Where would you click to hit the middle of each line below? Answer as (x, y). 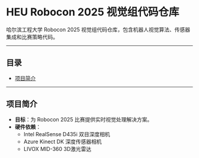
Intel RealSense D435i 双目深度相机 (67, 134)
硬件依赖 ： (28, 127)
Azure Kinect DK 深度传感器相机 (62, 141)
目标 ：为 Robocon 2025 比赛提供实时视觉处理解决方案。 (84, 119)
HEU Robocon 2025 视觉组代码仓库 (93, 12)
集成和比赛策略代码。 (32, 37)
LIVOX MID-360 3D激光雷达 (57, 149)
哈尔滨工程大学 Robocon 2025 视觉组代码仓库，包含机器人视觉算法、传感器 (98, 29)
